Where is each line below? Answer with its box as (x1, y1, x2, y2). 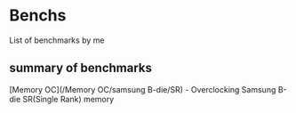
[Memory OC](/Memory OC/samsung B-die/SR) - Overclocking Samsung (9, 84, 276, 94)
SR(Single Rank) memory (22, 93, 115, 104)
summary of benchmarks (9, 61, 153, 76)
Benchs (9, 5, 67, 26)
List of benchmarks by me (9, 35, 105, 45)
